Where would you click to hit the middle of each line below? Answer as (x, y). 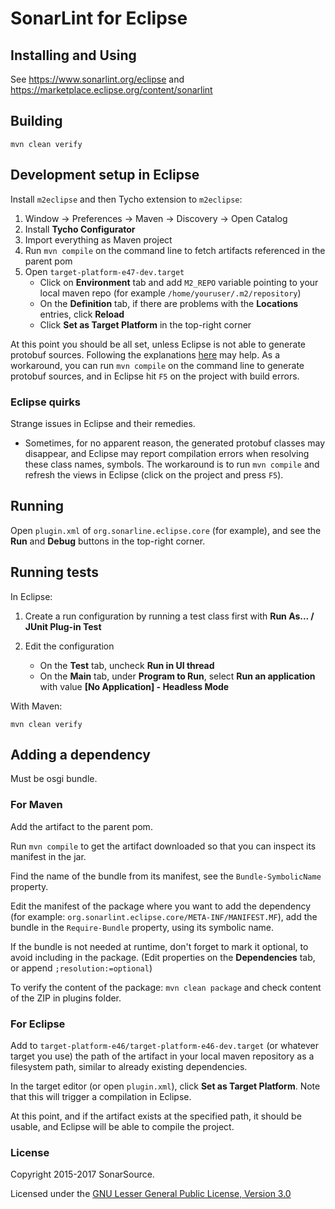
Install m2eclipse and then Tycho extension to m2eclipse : (126, 199)
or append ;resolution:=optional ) (81, 968)
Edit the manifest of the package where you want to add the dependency (161, 906)
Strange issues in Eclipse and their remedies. (103, 423)
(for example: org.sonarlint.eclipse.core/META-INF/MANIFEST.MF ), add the (164, 916)
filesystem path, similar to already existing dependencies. (129, 1066)
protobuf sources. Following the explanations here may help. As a (145, 354)
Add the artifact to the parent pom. (81, 826)
